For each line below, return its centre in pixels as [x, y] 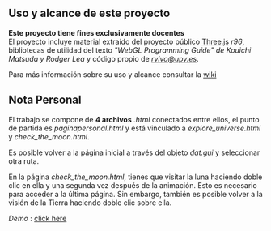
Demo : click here [38, 218]
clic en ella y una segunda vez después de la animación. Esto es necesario [133, 185]
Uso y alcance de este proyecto [89, 13]
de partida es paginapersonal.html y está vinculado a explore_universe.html [135, 128]
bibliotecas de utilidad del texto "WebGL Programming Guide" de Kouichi [130, 50]
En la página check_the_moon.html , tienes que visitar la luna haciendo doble [135, 177]
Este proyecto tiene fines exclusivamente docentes [96, 32]
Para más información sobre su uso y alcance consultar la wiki [112, 74]
